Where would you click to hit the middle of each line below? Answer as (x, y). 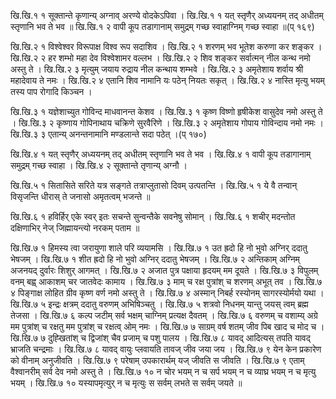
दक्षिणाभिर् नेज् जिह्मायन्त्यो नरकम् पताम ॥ (75, 228)
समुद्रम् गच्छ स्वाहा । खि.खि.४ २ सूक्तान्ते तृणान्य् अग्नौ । (99, 165)
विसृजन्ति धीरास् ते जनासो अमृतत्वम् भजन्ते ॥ (80, 196)
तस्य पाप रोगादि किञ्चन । (51, 91)
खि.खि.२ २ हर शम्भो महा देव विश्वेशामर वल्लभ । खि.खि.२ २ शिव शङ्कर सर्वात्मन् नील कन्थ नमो (160, 58)
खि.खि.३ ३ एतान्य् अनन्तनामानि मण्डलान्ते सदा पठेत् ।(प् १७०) (108, 134)
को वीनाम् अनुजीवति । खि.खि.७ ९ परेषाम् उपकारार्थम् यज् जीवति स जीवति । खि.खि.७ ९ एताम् (157, 360)
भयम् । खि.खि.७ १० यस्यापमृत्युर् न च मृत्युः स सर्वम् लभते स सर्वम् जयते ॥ (126, 383)
